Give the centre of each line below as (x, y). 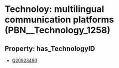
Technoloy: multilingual (55, 9)
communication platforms (59, 20)
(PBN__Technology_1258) (58, 30)
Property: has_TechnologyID (50, 48)
